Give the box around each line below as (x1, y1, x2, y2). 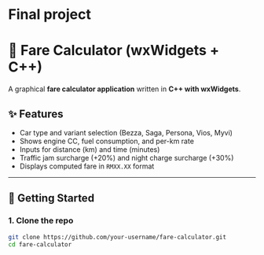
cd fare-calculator (8, 240, 72, 249)
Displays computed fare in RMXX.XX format (19, 161, 155, 171)
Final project (8, 6, 92, 24)
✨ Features (8, 107, 64, 120)
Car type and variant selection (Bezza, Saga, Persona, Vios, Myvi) (19, 128, 233, 137)
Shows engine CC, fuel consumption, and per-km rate (19, 136, 195, 146)
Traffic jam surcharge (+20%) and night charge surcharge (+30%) (19, 153, 234, 162)
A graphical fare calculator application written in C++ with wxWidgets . (8, 84, 241, 94)
